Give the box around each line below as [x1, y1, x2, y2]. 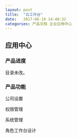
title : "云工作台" [5, 12, 43, 17]
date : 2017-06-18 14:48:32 [5, 16, 66, 21]
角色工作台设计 [5, 127, 36, 133]
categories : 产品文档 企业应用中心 [5, 21, 72, 26]
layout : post [5, 7, 33, 12]
